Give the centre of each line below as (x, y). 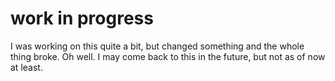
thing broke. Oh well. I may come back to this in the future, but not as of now (168, 56)
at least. (26, 67)
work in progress (82, 18)
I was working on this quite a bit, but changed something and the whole (157, 46)
